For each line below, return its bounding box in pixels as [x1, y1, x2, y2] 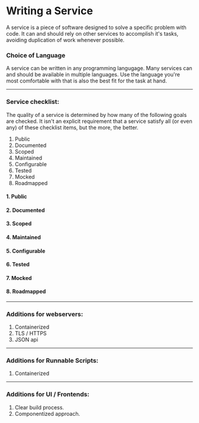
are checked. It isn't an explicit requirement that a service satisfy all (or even [6, 117, 192, 125]
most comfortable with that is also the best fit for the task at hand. [6, 77, 167, 84]
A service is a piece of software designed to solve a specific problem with [6, 24, 187, 31]
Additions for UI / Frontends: [6, 390, 90, 399]
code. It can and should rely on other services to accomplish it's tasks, [6, 30, 179, 37]
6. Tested [6, 261, 30, 268]
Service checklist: [6, 98, 60, 106]
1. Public [6, 193, 28, 200]
